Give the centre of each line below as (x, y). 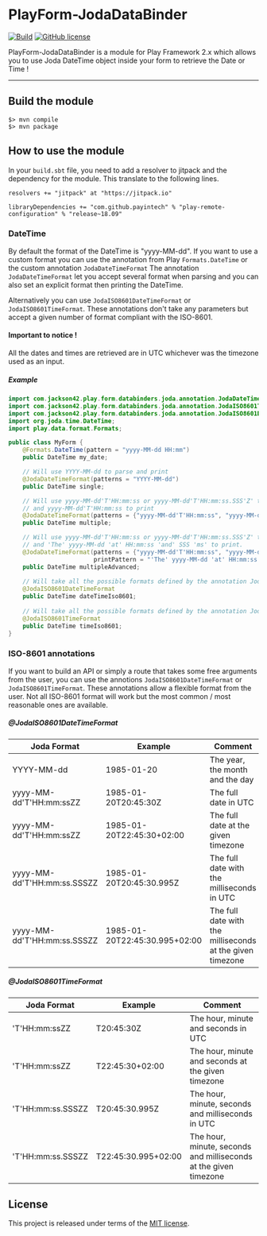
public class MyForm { (46, 442)
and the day (232, 779)
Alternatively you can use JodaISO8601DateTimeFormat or (100, 300)
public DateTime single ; (64, 486)
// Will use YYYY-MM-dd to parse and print (96, 472)
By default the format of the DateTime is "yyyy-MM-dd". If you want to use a (133, 251)
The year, (227, 759)
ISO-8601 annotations (52, 654)
